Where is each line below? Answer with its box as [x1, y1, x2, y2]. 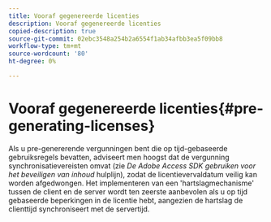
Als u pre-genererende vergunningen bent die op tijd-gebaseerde [8, 143, 228, 153]
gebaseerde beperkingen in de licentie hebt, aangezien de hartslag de [8, 195, 243, 205]
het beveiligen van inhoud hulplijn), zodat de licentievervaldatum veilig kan [8, 169, 258, 179]
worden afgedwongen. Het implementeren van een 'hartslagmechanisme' [8, 178, 254, 188]
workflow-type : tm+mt [8, 42, 82, 50]
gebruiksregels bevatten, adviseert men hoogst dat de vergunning [8, 152, 230, 162]
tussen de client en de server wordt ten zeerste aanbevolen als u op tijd [8, 186, 248, 196]
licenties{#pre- [159, 99, 264, 118]
